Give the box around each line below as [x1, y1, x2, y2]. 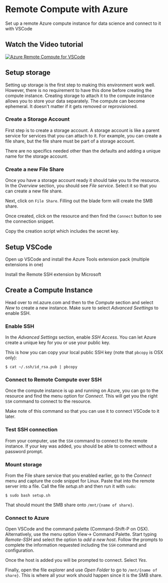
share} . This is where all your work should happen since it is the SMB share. [5, 572, 162, 578]
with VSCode [5, 25, 33, 31]
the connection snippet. [5, 218, 54, 224]
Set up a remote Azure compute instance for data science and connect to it [5, 20, 161, 26]
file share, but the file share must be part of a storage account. [5, 138, 135, 144]
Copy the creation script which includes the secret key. [5, 228, 120, 234]
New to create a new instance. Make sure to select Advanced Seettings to [5, 305, 158, 311]
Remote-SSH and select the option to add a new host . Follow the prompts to [5, 537, 163, 543]
